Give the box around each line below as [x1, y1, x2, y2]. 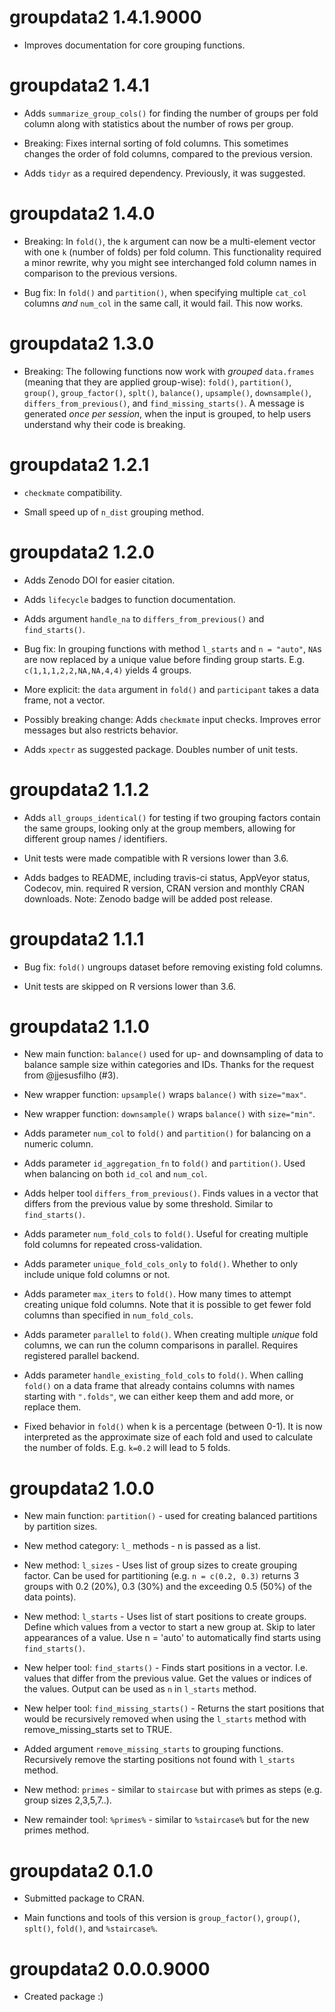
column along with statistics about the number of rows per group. [23, 117, 294, 130]
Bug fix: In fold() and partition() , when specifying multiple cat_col [23, 286, 307, 298]
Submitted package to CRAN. [23, 1892, 146, 1905]
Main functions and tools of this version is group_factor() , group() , [23, 1912, 301, 1924]
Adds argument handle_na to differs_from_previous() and [23, 612, 265, 625]
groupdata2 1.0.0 [9, 1477, 155, 1500]
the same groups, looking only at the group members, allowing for [23, 822, 296, 834]
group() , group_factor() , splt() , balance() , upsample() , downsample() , [23, 386, 312, 398]
